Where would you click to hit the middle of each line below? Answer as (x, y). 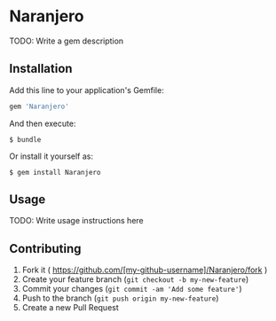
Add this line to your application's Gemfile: (87, 90)
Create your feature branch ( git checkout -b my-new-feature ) (135, 279)
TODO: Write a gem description (67, 41)
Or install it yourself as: (51, 156)
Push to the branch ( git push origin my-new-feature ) (120, 298)
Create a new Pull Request (71, 308)
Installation (41, 69)
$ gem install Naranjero (55, 172)
